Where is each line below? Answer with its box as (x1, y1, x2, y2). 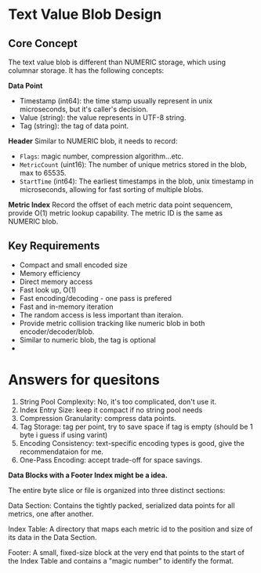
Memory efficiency (19, 268, 81, 277)
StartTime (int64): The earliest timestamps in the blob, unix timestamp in (19, 176, 254, 186)
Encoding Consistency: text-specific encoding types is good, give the (19, 438, 245, 448)
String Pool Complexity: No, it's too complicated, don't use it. (19, 397, 217, 406)
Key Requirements (8, 239, 100, 252)
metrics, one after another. (8, 509, 94, 518)
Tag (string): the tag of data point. (19, 121, 129, 130)
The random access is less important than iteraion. (19, 310, 184, 319)
